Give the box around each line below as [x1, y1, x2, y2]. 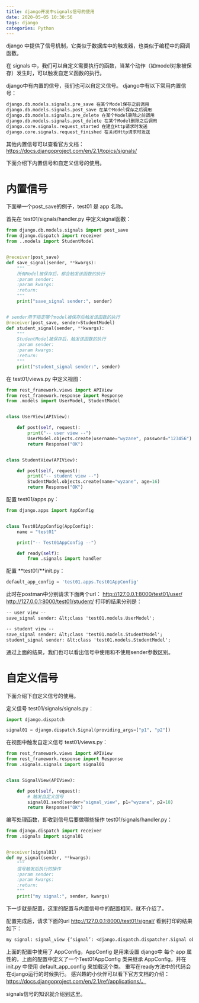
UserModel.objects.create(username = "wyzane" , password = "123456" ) [27, 435, 192, 441]
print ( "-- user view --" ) [27, 430, 92, 436]
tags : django [6, 20, 38, 25]
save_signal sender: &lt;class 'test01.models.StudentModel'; [6, 632, 163, 637]
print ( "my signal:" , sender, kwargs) [17, 893, 110, 899]
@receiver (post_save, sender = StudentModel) [6, 319, 115, 326]
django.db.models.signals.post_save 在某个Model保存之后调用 [6, 107, 152, 113]
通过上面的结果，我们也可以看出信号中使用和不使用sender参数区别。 [6, 648, 174, 655]
